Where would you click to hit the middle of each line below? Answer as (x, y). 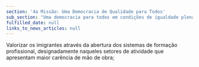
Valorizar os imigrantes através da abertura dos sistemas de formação (92, 45)
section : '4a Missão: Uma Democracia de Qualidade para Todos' (86, 12)
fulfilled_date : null (33, 23)
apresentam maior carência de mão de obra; (60, 58)
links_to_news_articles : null (44, 28)
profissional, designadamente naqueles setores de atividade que (85, 52)
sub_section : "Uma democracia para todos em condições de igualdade (92, 17)
